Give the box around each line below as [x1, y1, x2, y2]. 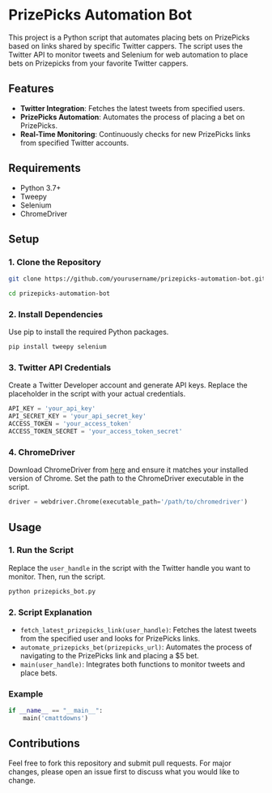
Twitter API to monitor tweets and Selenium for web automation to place [8, 49, 249, 59]
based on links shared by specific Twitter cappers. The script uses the [8, 41, 243, 50]
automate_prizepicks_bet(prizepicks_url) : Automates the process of [19, 642, 253, 652]
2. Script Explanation [8, 607, 92, 618]
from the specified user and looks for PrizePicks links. [19, 634, 201, 643]
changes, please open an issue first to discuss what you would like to [8, 766, 240, 776]
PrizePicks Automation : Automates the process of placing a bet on [19, 112, 245, 122]
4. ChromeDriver [8, 446, 75, 457]
